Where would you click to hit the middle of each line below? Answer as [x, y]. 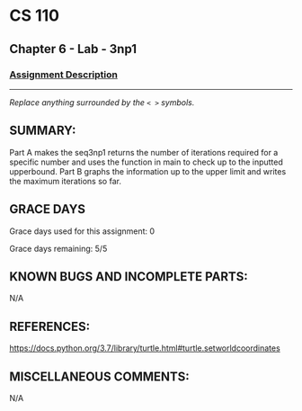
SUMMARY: [43, 131]
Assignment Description [64, 75]
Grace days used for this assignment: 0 [82, 231]
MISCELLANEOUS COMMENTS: [100, 376]
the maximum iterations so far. [65, 181]
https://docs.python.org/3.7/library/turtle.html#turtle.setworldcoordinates [145, 348]
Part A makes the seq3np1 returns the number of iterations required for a [144, 152]
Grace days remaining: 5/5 [58, 248]
